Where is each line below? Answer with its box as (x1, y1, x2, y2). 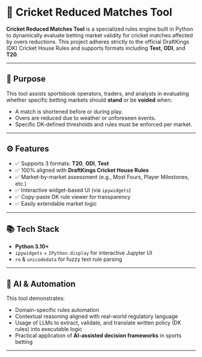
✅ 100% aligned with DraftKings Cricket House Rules (14, 166, 149, 174)
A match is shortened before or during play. (14, 108, 123, 115)
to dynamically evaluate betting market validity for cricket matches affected (6, 31, 194, 38)
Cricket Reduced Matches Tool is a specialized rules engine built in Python (6, 25, 194, 32)
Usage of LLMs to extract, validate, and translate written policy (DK (14, 319, 182, 326)
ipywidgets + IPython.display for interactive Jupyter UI (14, 249, 152, 257)
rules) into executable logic (14, 326, 82, 333)
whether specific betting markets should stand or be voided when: (6, 96, 173, 103)
